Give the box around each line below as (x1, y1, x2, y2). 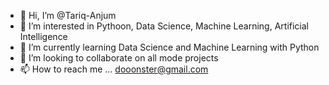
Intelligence (19, 31, 68, 42)
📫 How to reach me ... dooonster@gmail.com (19, 63, 209, 75)
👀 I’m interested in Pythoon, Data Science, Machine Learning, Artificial (19, 20, 309, 32)
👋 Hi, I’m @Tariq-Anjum (19, 10, 117, 21)
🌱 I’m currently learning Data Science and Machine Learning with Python (19, 41, 320, 53)
